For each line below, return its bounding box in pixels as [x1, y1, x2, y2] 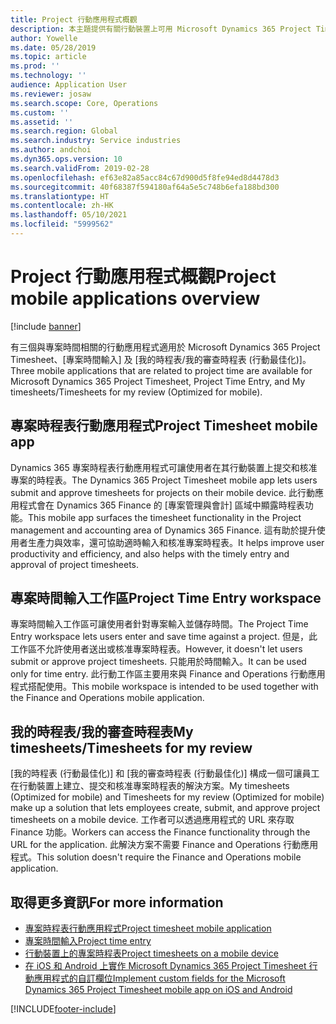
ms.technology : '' [10, 71, 87, 81]
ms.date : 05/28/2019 [10, 42, 97, 53]
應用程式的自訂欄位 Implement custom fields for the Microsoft [33, 972, 286, 985]
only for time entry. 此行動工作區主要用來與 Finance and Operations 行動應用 [10, 668, 326, 680]
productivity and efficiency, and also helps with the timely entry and [10, 547, 290, 560]
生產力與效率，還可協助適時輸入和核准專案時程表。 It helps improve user [27, 536, 325, 548]
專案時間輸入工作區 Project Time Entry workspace [10, 590, 322, 607]
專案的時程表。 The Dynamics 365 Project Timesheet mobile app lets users [10, 474, 318, 486]
